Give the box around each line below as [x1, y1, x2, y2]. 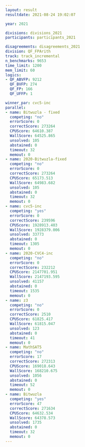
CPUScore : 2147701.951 [10, 270, 58, 275]
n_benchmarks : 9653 [5, 58, 47, 63]
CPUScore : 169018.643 [10, 364, 56, 369]
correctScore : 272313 [10, 359, 56, 364]
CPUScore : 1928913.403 [10, 222, 58, 228]
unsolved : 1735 [10, 420, 42, 425]
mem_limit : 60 [5, 68, 35, 73]
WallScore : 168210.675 [10, 368, 58, 373]
